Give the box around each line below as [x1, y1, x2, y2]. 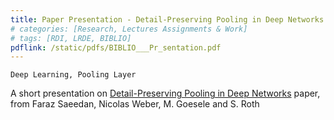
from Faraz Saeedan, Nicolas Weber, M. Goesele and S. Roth [10, 98, 260, 110]
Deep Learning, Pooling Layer [10, 70, 137, 80]
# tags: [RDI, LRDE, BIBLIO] [10, 33, 132, 43]
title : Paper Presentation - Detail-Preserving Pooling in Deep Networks [10, 14, 325, 25]
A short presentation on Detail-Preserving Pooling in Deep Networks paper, [10, 87, 321, 100]
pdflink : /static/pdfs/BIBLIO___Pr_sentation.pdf [10, 42, 222, 53]
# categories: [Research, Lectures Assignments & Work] [10, 24, 248, 34]
